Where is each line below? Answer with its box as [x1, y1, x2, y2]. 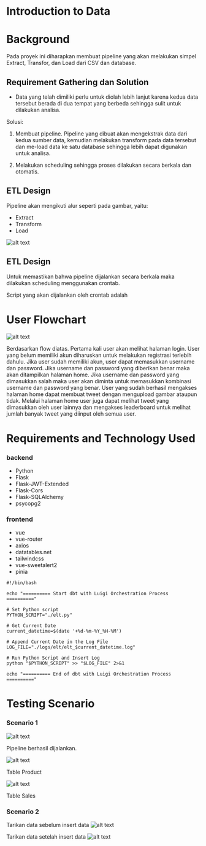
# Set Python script [6, 607, 59, 613]
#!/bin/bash [6, 580, 37, 586]
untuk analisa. [15, 149, 51, 157]
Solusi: [6, 118, 23, 125]
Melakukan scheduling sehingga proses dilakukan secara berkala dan [15, 161, 192, 169]
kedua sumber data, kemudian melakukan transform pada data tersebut [15, 136, 197, 143]
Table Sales [6, 792, 36, 799]
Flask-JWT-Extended [15, 480, 69, 487]
